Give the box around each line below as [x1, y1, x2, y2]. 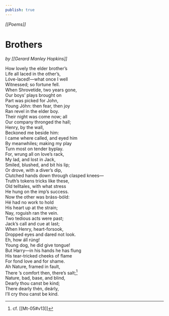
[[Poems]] [5, 21, 26, 27]
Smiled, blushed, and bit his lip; [5, 162, 70, 168]
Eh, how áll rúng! [5, 236, 40, 242]
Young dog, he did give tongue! [5, 242, 70, 248]
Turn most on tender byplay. [5, 146, 64, 152]
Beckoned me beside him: [5, 130, 59, 136]
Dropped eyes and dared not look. [5, 231, 76, 237]
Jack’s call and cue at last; [5, 220, 60, 227]
